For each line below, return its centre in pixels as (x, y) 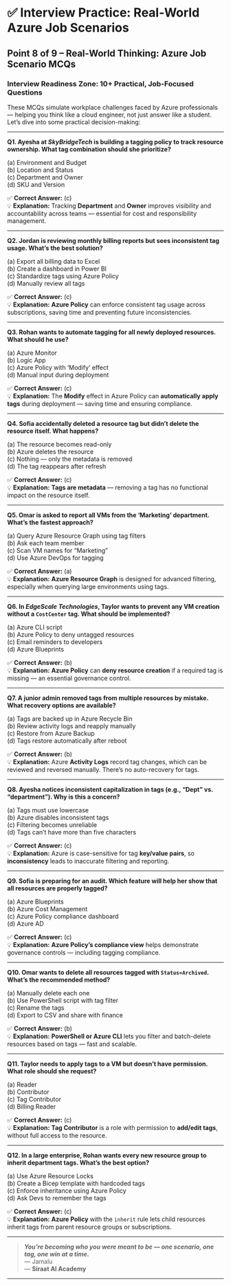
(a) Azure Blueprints (35, 902)
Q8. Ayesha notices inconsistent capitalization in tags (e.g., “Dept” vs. (110, 789)
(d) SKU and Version (36, 184)
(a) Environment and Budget (47, 162)
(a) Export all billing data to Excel (54, 261)
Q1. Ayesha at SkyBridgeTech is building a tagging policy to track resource (115, 142)
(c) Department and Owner (45, 177)
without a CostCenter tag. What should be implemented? (89, 614)
